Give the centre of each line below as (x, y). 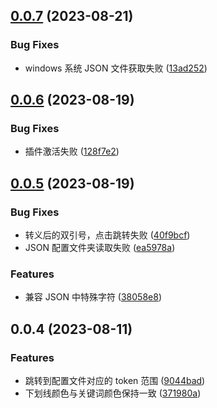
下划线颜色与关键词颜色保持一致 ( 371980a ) (113, 393)
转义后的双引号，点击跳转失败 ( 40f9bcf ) (107, 235)
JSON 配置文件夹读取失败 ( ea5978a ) (100, 248)
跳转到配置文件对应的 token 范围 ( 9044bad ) (115, 381)
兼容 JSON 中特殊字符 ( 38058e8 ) (93, 297)
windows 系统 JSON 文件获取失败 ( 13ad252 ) (116, 68)
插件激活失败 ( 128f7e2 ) (72, 151)
